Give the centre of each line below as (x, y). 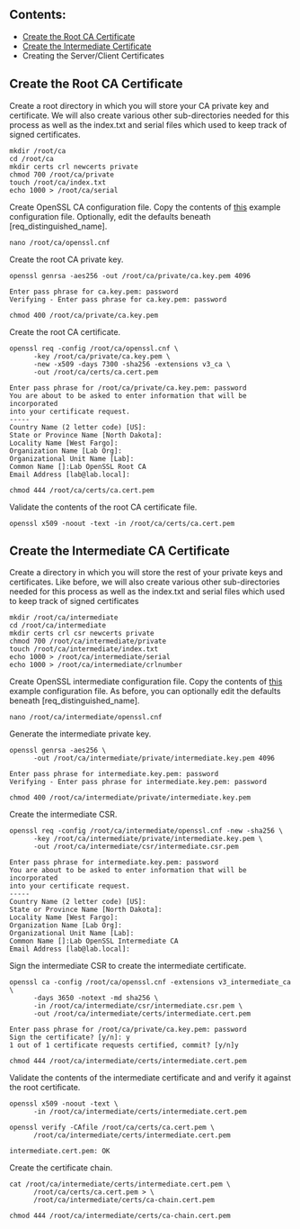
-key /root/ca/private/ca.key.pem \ (101, 356)
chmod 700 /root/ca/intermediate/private (88, 642)
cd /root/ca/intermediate (57, 626)
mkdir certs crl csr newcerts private (82, 634)
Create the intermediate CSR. (63, 815)
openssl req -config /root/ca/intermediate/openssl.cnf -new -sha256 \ (146, 831)
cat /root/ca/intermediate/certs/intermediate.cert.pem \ (120, 1184)
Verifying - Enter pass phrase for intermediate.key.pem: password (138, 782)
